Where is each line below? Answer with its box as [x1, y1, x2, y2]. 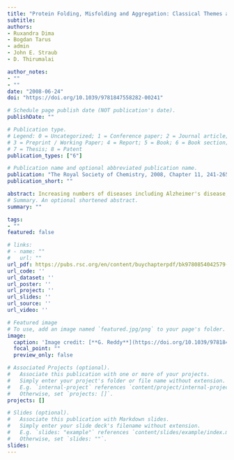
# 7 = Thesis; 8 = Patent [7, 145, 82, 152]
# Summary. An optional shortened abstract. [7, 196, 139, 203]
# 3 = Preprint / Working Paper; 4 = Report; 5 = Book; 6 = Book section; [7, 139, 229, 146]
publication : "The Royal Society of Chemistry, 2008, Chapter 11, [7, 171, 204, 178]
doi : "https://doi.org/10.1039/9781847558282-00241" [7, 94, 164, 101]
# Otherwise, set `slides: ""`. [7, 435, 108, 443]
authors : [7, 23, 33, 30]
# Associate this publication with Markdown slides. [7, 416, 170, 423]
